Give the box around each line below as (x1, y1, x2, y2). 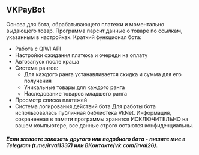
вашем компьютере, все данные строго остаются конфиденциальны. (14, 121, 194, 129)
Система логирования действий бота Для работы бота (14, 102, 156, 110)
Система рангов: (14, 64, 59, 71)
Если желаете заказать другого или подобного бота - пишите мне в (6, 135, 186, 143)
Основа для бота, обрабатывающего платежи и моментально (6, 20, 165, 28)
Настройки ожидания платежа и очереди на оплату (14, 51, 148, 59)
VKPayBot (6, 5, 46, 15)
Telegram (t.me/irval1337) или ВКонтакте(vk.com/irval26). (6, 142, 158, 149)
